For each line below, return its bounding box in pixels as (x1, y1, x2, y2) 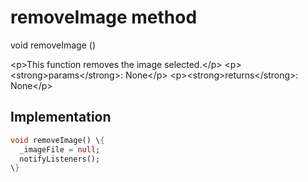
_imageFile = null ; (19, 144, 101, 155)
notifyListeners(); (19, 154, 101, 164)
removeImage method (10, 6, 198, 29)
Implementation (10, 109, 112, 126)
